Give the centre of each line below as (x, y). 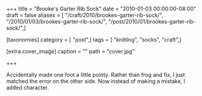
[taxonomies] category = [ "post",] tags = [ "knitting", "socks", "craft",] (94, 40)
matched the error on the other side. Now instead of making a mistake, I (96, 81)
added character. (28, 88)
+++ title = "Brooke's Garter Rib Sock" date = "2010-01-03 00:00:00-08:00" (101, 9)
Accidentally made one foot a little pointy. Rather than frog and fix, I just (96, 75)
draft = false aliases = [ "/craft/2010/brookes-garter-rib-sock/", (85, 15)
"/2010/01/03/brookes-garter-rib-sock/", (57, 21)
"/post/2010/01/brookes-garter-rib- (152, 21)
